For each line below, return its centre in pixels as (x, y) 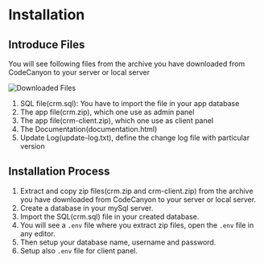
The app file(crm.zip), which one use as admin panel (107, 112)
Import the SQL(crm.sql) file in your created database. (109, 216)
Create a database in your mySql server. (87, 208)
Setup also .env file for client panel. (79, 250)
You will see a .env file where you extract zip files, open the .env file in (137, 225)
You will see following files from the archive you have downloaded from (127, 64)
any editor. (37, 233)
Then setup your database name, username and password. (118, 242)
